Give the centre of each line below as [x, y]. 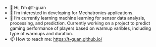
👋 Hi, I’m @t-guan [28, 8]
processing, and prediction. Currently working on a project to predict [80, 23]
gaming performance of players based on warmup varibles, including [80, 28]
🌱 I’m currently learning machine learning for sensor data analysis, [78, 18]
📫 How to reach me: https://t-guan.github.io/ [56, 39]
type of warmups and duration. [41, 34]
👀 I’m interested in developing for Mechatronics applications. [72, 13]
